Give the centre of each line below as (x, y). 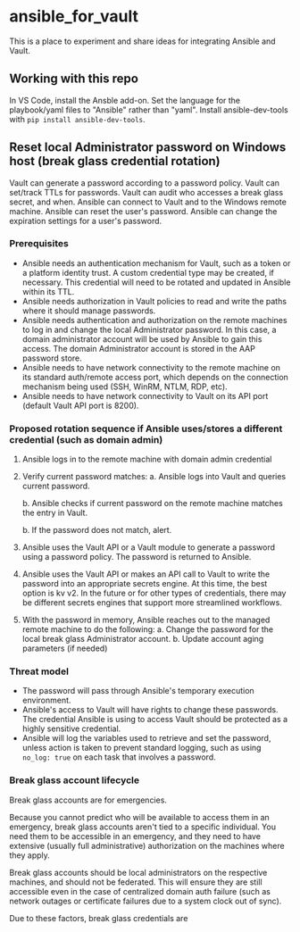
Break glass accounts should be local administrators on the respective (138, 872)
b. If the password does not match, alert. (97, 530)
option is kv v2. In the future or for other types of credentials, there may (154, 593)
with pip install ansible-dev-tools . (77, 119)
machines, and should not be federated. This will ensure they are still (136, 882)
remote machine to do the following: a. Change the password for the (148, 629)
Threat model (39, 671)
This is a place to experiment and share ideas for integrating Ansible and (142, 41)
